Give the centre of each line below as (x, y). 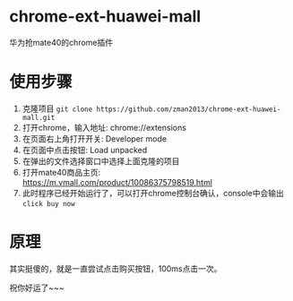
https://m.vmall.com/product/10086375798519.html (117, 182)
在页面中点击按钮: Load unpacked (85, 150)
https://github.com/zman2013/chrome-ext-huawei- (189, 109)
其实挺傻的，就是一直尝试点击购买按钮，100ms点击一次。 (116, 268)
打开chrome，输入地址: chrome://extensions (104, 127)
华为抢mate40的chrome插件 (61, 42)
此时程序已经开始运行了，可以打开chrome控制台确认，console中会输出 (153, 193)
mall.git (39, 117)
